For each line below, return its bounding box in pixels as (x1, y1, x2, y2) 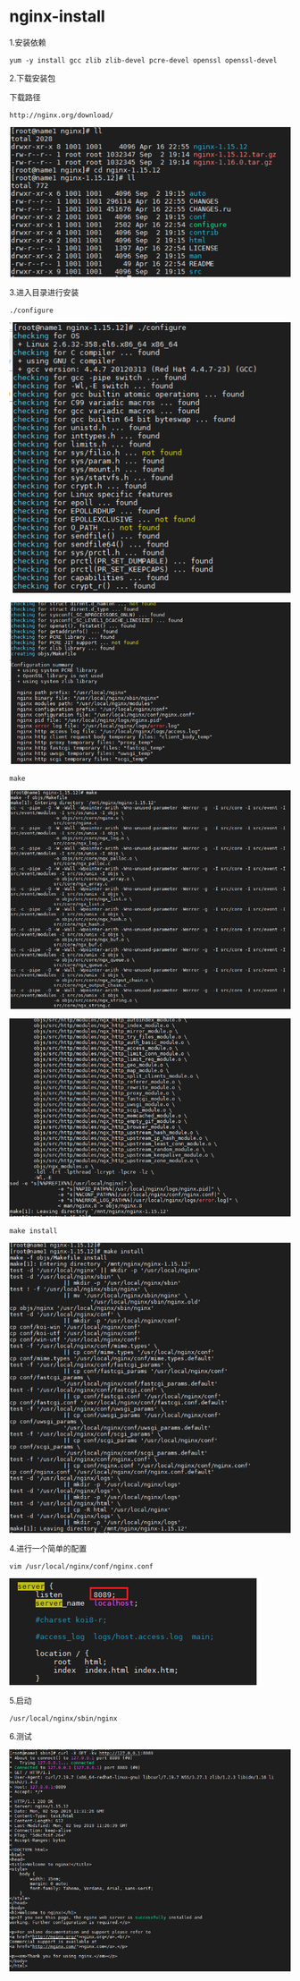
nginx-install (9, 6, 105, 27)
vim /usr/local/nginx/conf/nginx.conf (9, 1562, 154, 1571)
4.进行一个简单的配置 (9, 1543, 87, 1554)
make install (9, 1227, 58, 1236)
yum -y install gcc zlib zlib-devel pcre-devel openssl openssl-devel (9, 55, 278, 64)
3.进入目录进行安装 (9, 286, 79, 297)
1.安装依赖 (9, 37, 46, 47)
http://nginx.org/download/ (9, 110, 114, 120)
